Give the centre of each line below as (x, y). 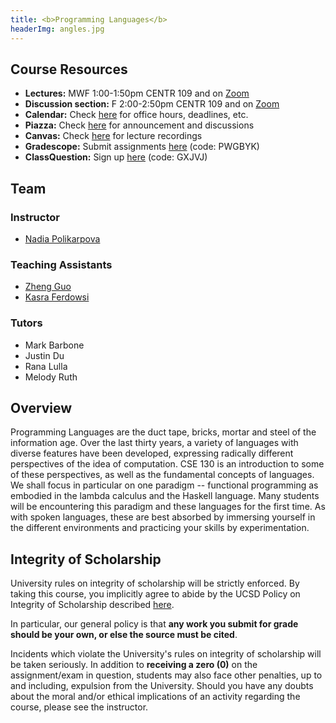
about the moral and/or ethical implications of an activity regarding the (155, 697)
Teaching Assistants (61, 264)
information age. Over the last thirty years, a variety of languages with (154, 443)
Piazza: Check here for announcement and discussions (139, 125)
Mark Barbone (54, 345)
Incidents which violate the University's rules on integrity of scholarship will (166, 654)
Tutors (26, 323)
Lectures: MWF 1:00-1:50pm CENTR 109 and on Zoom (137, 93)
